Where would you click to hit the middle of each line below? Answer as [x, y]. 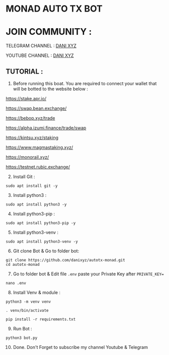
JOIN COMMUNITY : [49, 32]
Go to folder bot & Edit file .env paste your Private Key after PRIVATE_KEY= [88, 274]
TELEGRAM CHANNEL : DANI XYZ [41, 46]
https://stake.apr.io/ [26, 98]
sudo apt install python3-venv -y [42, 241]
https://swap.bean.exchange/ [36, 108]
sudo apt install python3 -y [36, 204]
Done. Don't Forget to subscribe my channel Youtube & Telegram [80, 347]
